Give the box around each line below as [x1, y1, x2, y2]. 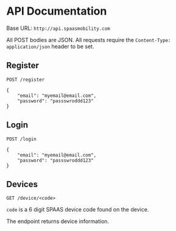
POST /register [6, 76, 45, 83]
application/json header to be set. [6, 43, 94, 50]
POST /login [6, 136, 37, 142]
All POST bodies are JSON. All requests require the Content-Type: [6, 36, 171, 43]
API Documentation [6, 4, 107, 18]
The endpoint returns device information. [6, 218, 110, 225]
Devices [6, 179, 38, 190]
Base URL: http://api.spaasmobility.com [6, 24, 111, 32]
